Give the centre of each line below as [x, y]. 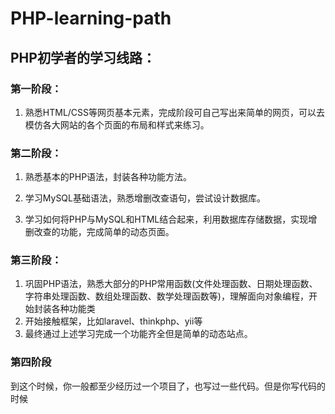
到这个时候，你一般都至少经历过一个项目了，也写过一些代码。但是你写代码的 [168, 386]
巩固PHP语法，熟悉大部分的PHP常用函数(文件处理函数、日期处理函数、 [171, 284]
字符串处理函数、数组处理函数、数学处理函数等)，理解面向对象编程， [166, 296]
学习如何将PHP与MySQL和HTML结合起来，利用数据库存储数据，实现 [166, 219]
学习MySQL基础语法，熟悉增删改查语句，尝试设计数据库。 [145, 198]
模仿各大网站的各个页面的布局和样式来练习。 [117, 124]
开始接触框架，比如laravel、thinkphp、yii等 [113, 321]
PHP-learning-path [91, 18]
